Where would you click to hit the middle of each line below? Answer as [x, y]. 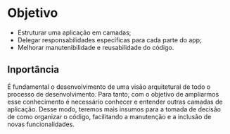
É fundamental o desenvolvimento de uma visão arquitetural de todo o [109, 87]
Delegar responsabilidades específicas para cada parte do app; [109, 39]
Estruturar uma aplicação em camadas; [74, 32]
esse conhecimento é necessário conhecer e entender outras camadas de [115, 102]
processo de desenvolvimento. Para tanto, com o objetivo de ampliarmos [113, 94]
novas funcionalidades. [41, 124]
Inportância [33, 69]
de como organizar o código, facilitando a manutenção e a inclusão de [109, 116]
